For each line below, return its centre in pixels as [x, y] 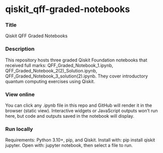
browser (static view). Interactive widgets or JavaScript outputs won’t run [82, 111]
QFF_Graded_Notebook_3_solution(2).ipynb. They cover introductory [76, 76]
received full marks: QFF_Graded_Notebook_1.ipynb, [59, 65]
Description [20, 49]
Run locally [19, 129]
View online [20, 94]
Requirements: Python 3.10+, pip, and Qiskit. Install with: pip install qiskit [80, 140]
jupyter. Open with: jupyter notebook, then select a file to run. [69, 145]
